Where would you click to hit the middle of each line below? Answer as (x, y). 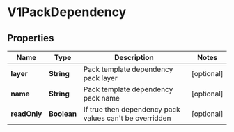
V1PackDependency (67, 12)
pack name (102, 98)
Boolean (63, 114)
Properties (31, 38)
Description (134, 58)
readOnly (26, 114)
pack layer (100, 78)
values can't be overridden (127, 118)
